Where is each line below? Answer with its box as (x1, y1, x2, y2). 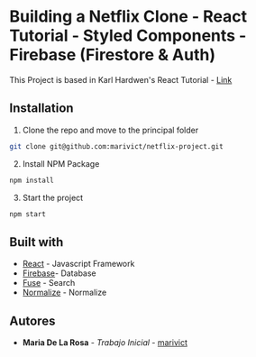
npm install (9, 176, 54, 185)
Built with (9, 234, 64, 250)
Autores (9, 313, 56, 328)
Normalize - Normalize (22, 287, 107, 298)
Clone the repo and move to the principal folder (22, 124, 199, 135)
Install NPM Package (22, 158, 100, 169)
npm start (9, 209, 47, 218)
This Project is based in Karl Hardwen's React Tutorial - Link (9, 74, 233, 85)
